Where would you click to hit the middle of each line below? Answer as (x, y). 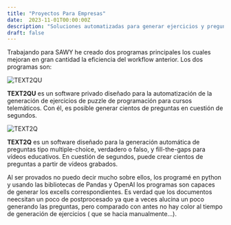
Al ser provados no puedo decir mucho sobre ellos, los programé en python (114, 178)
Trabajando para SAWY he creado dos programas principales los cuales (109, 52)
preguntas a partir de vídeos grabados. (63, 164)
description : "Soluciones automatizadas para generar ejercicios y (106, 26)
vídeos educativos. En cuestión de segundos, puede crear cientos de (105, 157)
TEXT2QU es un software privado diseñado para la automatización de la (110, 94)
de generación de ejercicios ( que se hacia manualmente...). (92, 214)
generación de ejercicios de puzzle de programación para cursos (100, 101)
